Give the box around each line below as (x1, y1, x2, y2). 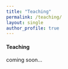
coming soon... (6, 57, 43, 64)
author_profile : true (6, 25, 60, 31)
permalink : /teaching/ (6, 14, 62, 20)
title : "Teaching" (6, 8, 51, 15)
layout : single (6, 19, 44, 25)
